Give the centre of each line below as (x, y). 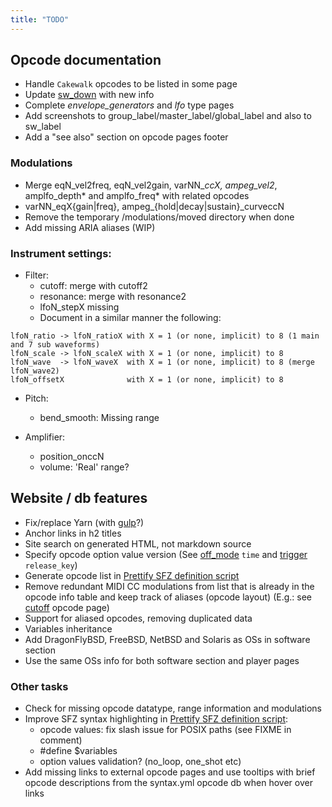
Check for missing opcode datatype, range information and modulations (173, 708)
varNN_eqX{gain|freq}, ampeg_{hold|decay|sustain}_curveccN (154, 206)
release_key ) (51, 565)
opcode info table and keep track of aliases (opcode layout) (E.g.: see (168, 597)
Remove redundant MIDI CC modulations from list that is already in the (169, 586)
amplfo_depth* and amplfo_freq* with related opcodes (137, 195)
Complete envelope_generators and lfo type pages (129, 105)
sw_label (43, 127)
